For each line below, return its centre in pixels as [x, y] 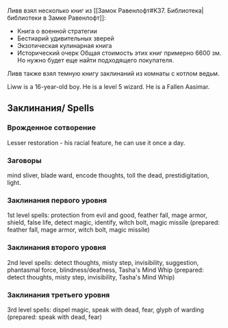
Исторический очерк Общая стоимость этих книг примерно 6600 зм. [119, 53]
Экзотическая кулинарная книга [64, 46]
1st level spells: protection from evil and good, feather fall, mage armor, [107, 215]
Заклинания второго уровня [56, 248]
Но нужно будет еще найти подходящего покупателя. [96, 60]
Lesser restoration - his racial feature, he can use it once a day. [96, 142]
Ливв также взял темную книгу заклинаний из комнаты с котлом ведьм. [113, 73]
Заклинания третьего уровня [59, 294]
